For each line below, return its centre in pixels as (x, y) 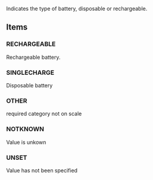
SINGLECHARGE (30, 72)
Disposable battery (29, 85)
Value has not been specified (42, 170)
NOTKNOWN (25, 129)
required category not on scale (44, 114)
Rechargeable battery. (33, 57)
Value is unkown (26, 142)
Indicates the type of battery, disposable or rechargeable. (77, 9)
